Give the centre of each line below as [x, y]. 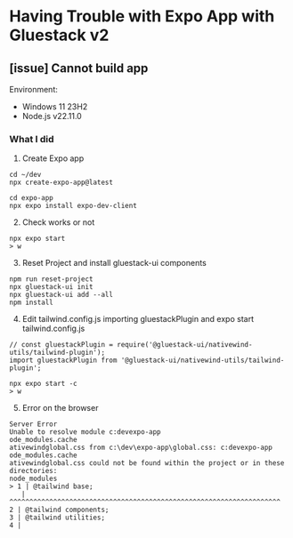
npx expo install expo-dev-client [73, 206]
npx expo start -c [43, 384]
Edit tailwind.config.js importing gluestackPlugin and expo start [138, 319]
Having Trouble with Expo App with [142, 16]
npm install [31, 303]
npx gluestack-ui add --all [61, 295]
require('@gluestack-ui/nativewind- [185, 345]
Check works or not [58, 222]
